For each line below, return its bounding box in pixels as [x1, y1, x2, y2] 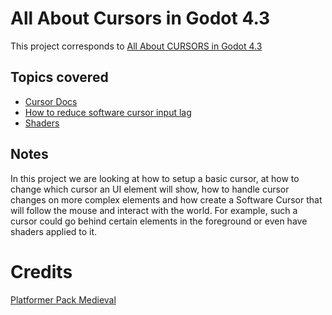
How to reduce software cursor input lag [24, 106, 192, 118]
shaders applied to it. [10, 225, 98, 237]
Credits [10, 260, 73, 283]
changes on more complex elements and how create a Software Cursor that [10, 193, 323, 206]
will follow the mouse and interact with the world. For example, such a [10, 204, 298, 216]
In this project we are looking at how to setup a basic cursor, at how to [10, 172, 300, 184]
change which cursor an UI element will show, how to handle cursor [10, 183, 290, 195]
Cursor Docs [24, 95, 78, 107]
